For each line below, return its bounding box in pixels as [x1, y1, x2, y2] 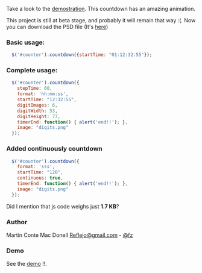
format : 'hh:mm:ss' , [17, 91, 69, 97]
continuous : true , [17, 175, 63, 181]
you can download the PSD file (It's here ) [6, 24, 109, 30]
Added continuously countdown [6, 145, 103, 153]
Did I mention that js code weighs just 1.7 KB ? [6, 202, 119, 210]
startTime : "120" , [17, 169, 63, 175]
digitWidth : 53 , [17, 108, 58, 114]
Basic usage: [6, 38, 45, 46]
